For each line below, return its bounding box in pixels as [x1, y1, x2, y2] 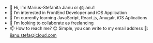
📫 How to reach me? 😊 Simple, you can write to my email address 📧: [9, 26, 149, 31]
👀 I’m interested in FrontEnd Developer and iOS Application [9, 10, 127, 15]
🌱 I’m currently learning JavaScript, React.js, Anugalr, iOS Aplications [9, 15, 148, 20]
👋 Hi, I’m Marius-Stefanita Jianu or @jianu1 [9, 5, 95, 10]
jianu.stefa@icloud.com [9, 32, 57, 38]
